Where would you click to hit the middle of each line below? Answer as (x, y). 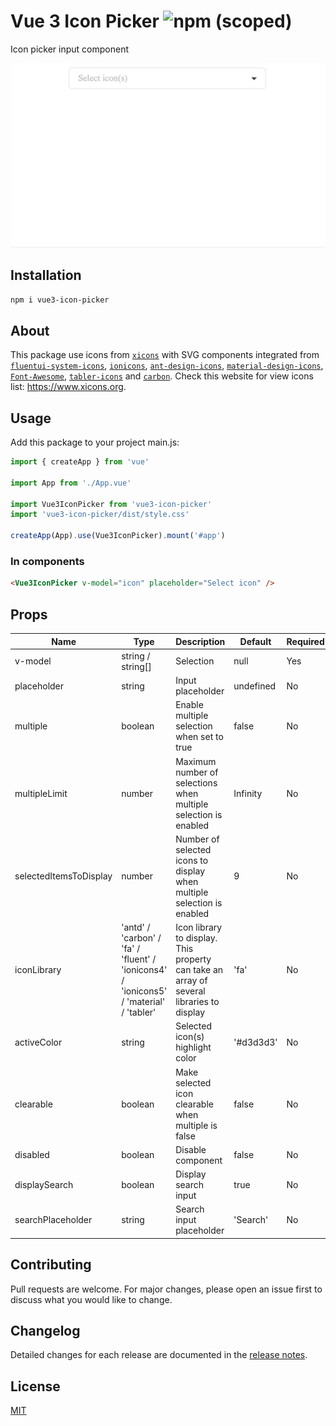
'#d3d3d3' (255, 1042)
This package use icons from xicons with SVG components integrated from (165, 355)
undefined (255, 686)
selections (196, 782)
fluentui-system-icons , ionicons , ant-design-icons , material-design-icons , (167, 366)
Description (200, 641)
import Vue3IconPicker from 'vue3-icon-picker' (111, 504)
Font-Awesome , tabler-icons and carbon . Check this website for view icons (162, 376)
